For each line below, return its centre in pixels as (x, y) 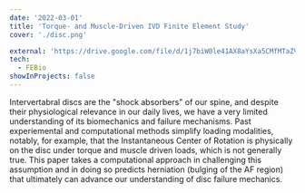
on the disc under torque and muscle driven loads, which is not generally (146, 150)
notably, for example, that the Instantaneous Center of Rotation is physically (151, 140)
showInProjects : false (52, 77)
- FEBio (32, 68)
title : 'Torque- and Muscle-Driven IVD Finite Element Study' (129, 26)
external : (28, 51)
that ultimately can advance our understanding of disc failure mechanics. (146, 179)
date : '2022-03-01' (46, 18)
